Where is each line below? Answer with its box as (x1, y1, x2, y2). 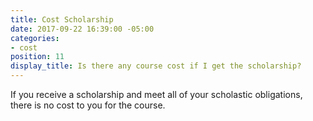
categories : (10, 33, 60, 43)
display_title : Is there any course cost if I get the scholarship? (10, 61, 302, 71)
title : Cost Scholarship (10, 14, 114, 25)
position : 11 (10, 52, 65, 62)
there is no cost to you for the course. (10, 99, 166, 111)
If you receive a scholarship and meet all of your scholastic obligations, (10, 89, 303, 100)
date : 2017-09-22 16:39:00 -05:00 (10, 24, 155, 34)
